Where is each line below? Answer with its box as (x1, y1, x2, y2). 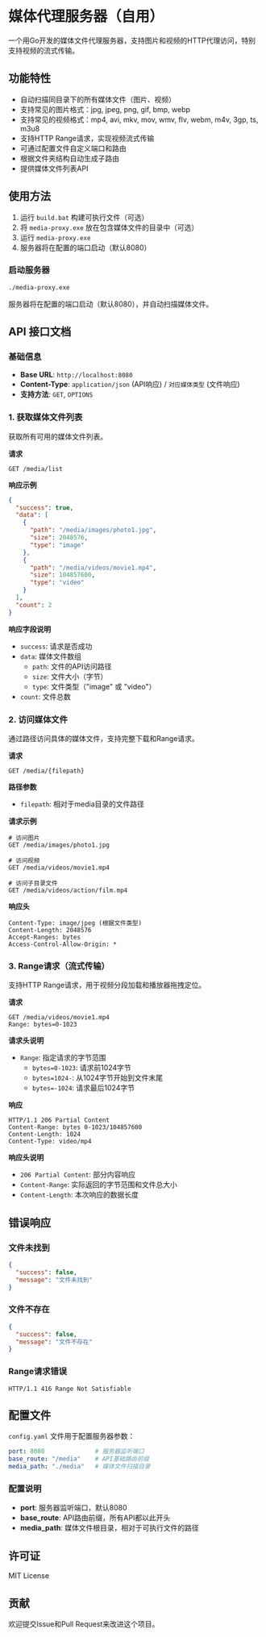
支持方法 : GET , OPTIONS (19, 389, 94, 399)
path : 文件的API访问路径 (31, 661, 112, 671)
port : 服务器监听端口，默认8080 (19, 1503, 127, 1513)
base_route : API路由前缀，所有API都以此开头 (19, 1513, 171, 1522)
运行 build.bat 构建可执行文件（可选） (19, 212, 149, 222)
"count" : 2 (15, 601, 52, 609)
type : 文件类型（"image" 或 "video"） (31, 681, 156, 691)
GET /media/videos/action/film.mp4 (8, 886, 128, 895)
